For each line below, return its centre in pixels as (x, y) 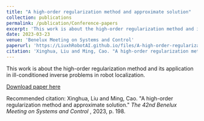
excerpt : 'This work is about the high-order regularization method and (100, 29)
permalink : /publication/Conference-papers (62, 23)
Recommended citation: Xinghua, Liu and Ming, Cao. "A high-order (90, 98)
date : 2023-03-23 (28, 34)
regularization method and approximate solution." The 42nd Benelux (92, 105)
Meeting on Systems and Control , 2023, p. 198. (66, 111)
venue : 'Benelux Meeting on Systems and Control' (70, 40)
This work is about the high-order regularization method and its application (100, 68)
